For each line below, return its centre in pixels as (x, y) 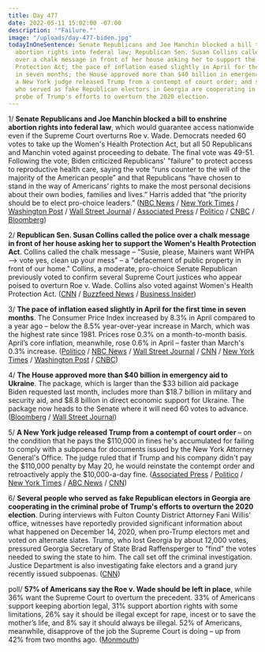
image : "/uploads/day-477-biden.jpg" (70, 38)
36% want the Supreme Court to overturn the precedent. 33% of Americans (132, 597)
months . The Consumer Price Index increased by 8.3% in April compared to (132, 318)
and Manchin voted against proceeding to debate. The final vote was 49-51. (131, 153)
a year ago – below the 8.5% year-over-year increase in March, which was (129, 326)
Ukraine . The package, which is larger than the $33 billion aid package (123, 384)
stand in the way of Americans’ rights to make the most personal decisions (129, 186)
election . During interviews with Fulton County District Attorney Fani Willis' (130, 515)
